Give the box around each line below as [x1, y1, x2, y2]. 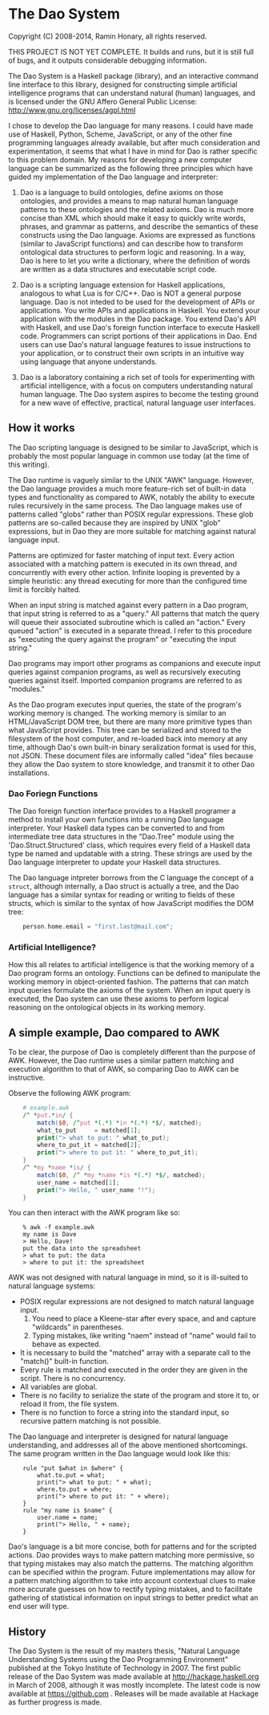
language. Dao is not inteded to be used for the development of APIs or [19, 296, 255, 306]
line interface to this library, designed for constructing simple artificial [8, 80, 238, 89]
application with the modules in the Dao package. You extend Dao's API [19, 314, 257, 324]
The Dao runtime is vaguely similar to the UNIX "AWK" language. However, [8, 475, 255, 484]
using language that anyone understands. [19, 357, 158, 366]
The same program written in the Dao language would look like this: [8, 1449, 231, 1459]
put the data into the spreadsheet [22, 1244, 142, 1253]
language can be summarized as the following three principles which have [8, 163, 254, 173]
